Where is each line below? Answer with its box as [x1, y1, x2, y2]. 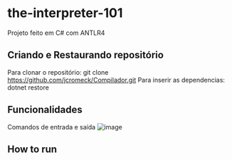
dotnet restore [7, 83, 50, 92]
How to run [7, 143, 58, 155]
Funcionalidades [7, 104, 83, 116]
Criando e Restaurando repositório [7, 49, 164, 61]
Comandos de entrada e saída [7, 122, 96, 131]
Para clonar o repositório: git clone [7, 68, 109, 76]
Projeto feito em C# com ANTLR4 [7, 28, 105, 37]
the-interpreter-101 [7, 5, 123, 21]
